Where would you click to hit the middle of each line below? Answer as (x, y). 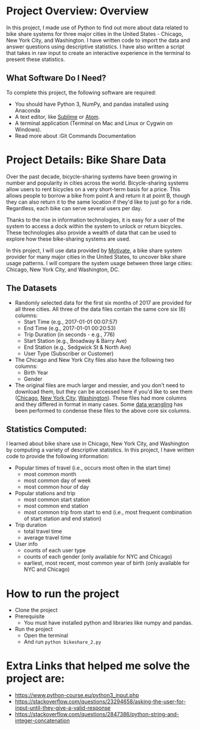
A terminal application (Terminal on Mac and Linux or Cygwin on (94, 123)
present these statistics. (36, 59)
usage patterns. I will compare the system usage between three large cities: (99, 263)
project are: (36, 679)
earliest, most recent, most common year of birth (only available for (107, 563)
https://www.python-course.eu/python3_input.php (77, 695)
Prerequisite (30, 616)
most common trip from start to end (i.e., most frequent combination (108, 513)
